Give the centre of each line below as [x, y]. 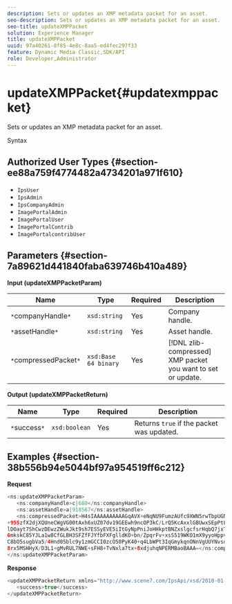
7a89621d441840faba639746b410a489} [97, 266]
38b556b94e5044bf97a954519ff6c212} [96, 467]
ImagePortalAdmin [42, 212]
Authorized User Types [58, 162]
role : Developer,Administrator [52, 59]
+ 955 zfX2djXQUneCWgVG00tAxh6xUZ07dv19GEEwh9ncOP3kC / [85, 523]
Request [20, 484]
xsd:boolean [71, 428]
